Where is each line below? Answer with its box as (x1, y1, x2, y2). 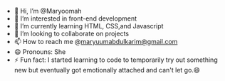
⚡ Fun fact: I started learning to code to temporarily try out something (14, 55, 219, 64)
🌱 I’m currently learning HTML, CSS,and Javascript (14, 22, 164, 30)
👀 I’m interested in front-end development (14, 14, 137, 23)
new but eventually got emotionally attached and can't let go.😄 (14, 66, 201, 74)
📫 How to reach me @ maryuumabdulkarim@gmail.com (14, 38, 178, 45)
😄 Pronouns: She (14, 48, 66, 56)
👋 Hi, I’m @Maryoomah (14, 7, 82, 15)
